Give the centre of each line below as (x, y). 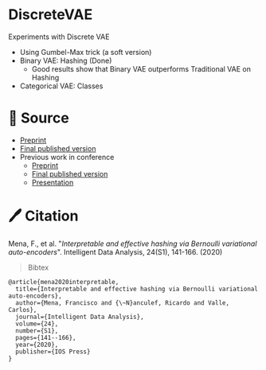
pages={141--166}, (46, 337)
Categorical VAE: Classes (61, 86)
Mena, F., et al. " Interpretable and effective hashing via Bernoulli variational (133, 243)
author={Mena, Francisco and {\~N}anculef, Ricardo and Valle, (122, 303)
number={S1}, (37, 331)
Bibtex (38, 267)
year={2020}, (37, 345)
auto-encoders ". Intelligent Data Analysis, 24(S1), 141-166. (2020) (115, 251)
